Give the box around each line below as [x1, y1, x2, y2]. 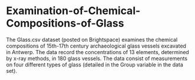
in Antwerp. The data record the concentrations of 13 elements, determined [6, 48, 190, 55]
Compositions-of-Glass [6, 16, 124, 30]
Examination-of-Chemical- [6, 4, 141, 18]
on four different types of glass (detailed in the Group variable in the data [6, 61, 184, 68]
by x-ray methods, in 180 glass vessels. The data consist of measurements [6, 55, 187, 62]
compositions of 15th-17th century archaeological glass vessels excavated [6, 42, 187, 49]
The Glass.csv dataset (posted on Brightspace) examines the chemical [6, 36, 178, 43]
